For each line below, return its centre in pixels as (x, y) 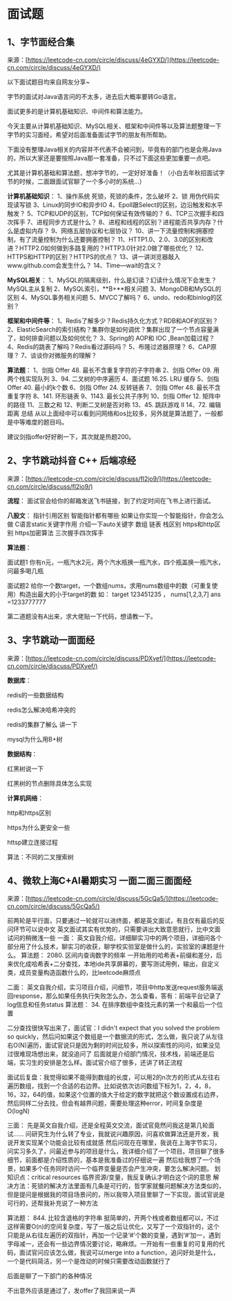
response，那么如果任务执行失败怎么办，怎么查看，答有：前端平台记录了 (117, 996)
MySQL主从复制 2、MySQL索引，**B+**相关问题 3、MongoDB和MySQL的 (114, 289)
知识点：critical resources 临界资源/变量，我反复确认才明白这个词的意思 (109, 1177)
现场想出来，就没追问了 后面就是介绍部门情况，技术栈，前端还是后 (120, 1054)
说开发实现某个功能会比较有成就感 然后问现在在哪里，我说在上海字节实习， (114, 1142)
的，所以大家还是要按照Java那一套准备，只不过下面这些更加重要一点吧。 (111, 158)
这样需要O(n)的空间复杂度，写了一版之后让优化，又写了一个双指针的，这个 (113, 1227)
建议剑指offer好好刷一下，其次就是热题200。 (71, 437)
